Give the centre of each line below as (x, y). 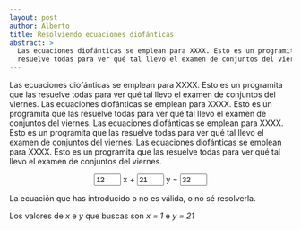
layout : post (34, 18)
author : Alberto (39, 26)
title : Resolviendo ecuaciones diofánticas (92, 34)
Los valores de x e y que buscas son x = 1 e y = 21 (102, 216)
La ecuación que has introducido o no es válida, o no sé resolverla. (133, 198)
